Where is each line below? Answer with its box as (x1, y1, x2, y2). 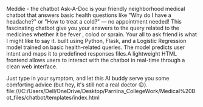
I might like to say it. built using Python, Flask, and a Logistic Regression (6, 37, 187, 44)
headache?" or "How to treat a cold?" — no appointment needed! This (6, 18, 182, 25)
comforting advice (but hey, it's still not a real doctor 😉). (6, 81, 148, 88)
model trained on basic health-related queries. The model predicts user (6, 44, 185, 51)
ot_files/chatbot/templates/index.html (6, 94, 100, 101)
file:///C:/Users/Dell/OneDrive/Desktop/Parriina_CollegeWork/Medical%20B (6, 88, 196, 94)
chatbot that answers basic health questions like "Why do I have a (6, 11, 171, 19)
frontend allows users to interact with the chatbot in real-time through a (6, 57, 185, 63)
